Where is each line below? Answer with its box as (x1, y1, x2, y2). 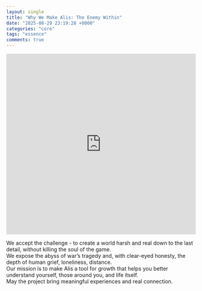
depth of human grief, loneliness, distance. (6, 258, 112, 266)
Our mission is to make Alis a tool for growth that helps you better (6, 265, 168, 272)
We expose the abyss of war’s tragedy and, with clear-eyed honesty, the (6, 252, 186, 259)
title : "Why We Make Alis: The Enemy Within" (6, 14, 122, 20)
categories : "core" (6, 25, 55, 32)
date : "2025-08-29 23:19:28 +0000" (6, 20, 96, 26)
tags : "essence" (6, 31, 47, 37)
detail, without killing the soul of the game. (6, 246, 111, 253)
